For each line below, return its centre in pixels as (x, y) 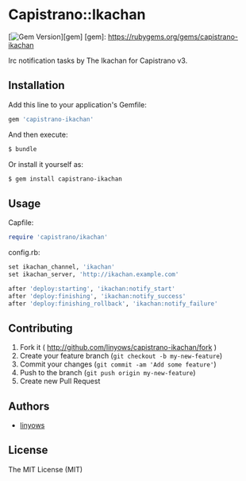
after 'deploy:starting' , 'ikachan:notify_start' (92, 289)
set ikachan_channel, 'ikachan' (61, 267)
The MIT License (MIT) (46, 469)
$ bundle (23, 149)
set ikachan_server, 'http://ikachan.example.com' (94, 274)
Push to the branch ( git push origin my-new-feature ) (108, 373)
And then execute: (38, 134)
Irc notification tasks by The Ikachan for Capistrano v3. (98, 60)
